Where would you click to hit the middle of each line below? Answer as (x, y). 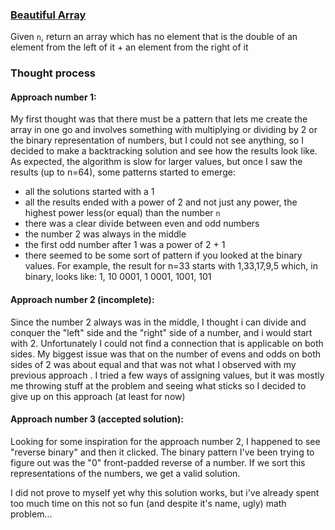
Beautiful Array (48, 15)
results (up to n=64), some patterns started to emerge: (123, 172)
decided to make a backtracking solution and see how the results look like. (164, 151)
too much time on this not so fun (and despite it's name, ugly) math (148, 503)
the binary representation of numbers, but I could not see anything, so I (157, 140)
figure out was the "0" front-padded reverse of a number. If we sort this (158, 462)
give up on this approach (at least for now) (98, 396)
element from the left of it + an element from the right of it (129, 47)
